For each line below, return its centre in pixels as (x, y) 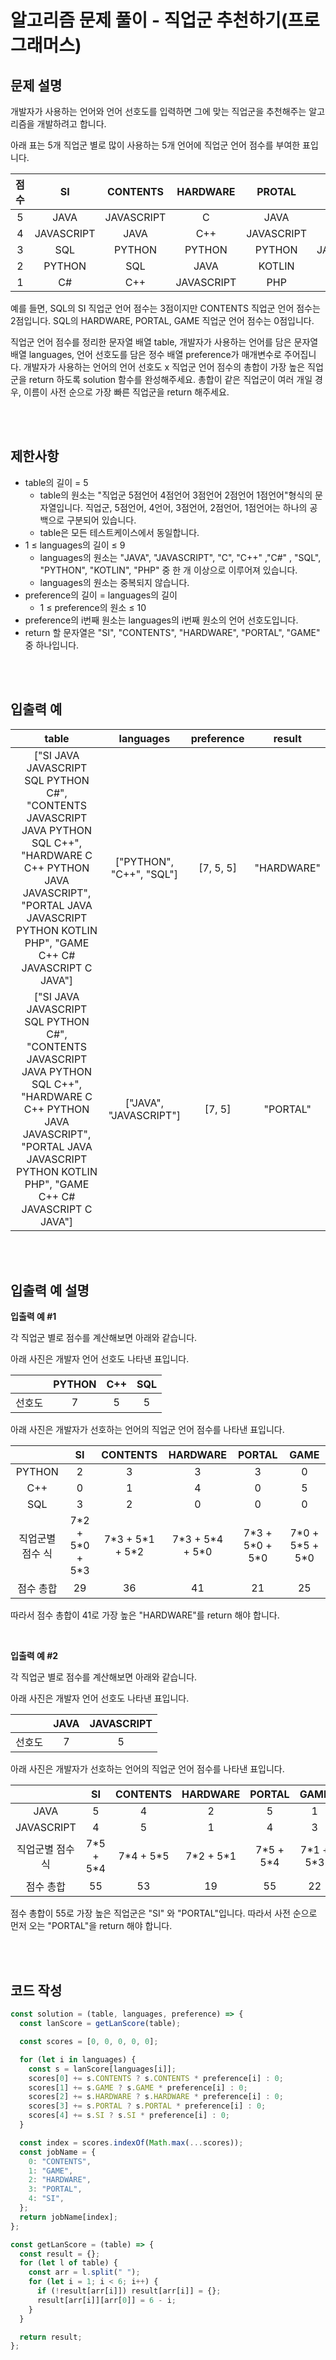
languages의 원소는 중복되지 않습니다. (114, 582)
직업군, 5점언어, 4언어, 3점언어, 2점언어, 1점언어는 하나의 (196, 507)
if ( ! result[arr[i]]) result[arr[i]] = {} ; (129, 2291)
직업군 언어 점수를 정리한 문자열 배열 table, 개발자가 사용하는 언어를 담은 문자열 (164, 342)
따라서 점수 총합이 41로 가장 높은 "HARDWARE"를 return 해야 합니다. (145, 1615)
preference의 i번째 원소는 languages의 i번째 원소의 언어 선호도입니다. (161, 620)
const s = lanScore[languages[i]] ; (102, 2069)
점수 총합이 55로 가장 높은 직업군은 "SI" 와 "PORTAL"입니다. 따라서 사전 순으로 (164, 1913)
